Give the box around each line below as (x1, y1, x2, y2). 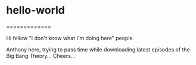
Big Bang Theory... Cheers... (6, 52, 76, 59)
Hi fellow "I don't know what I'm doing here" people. (6, 34, 135, 41)
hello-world (6, 4, 66, 17)
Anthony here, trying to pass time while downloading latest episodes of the (6, 45, 191, 53)
